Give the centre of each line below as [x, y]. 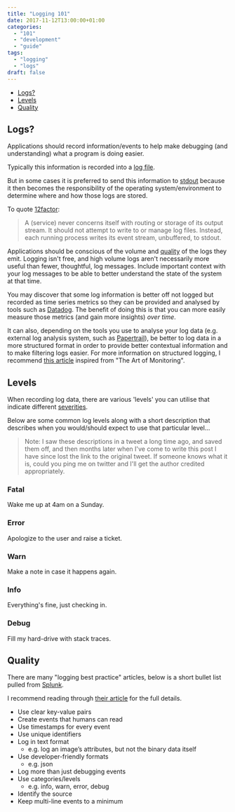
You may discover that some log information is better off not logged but [110, 295]
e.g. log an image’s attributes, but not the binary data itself [112, 749]
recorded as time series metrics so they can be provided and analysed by [113, 302]
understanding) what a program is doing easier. [76, 154]
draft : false [26, 72]
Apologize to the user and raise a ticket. [65, 538]
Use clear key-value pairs [54, 712]
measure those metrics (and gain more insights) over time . [92, 317]
